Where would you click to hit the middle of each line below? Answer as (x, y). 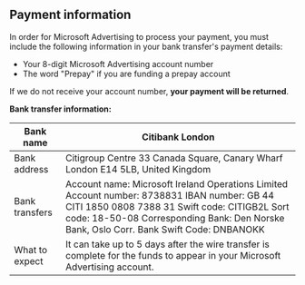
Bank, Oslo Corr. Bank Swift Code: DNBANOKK (165, 229)
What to (31, 250)
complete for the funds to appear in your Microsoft (173, 255)
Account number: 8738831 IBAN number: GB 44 (169, 195)
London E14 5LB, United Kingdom (138, 169)
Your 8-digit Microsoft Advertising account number (118, 64)
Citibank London (178, 137)
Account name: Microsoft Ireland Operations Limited (177, 183)
